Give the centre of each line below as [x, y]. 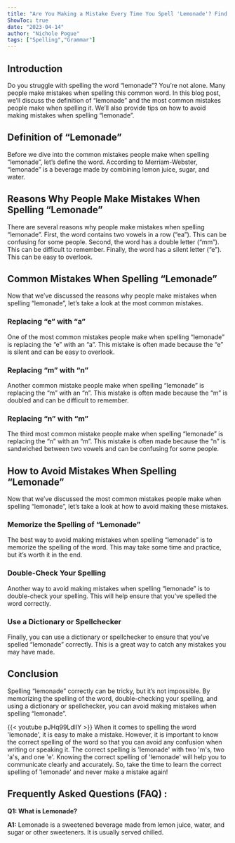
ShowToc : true [28, 20]
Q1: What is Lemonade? [42, 811]
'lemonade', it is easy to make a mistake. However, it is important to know [113, 734]
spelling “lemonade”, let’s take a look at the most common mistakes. [105, 303]
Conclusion [33, 674]
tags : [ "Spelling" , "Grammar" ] [52, 40]
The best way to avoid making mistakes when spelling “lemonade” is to [110, 540]
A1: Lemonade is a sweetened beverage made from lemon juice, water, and [116, 825]
